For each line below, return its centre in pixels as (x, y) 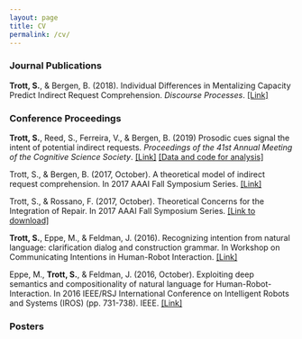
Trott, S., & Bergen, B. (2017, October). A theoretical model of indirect (137, 174)
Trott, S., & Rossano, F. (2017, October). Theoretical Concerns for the (137, 201)
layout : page (34, 18)
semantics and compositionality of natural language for (112, 283)
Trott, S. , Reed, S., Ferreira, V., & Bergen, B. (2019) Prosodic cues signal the (150, 138)
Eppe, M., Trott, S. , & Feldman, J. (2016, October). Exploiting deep (132, 274)
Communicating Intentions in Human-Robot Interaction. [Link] (124, 256)
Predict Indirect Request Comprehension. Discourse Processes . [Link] (139, 94)
